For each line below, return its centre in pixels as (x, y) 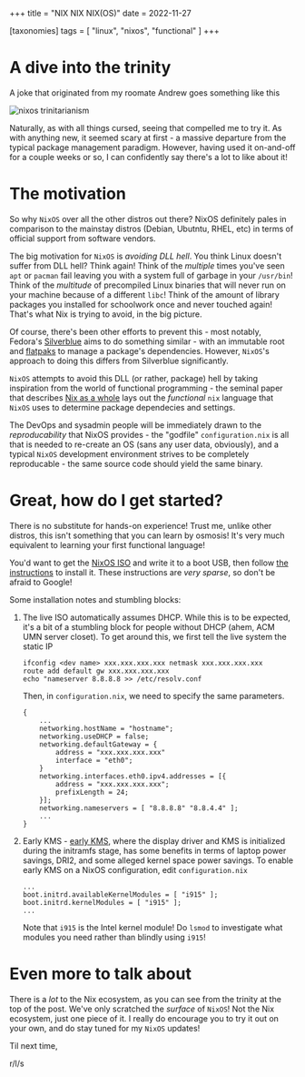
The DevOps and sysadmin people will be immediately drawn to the (135, 425)
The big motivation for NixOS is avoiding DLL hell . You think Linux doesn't (146, 256)
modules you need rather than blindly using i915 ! (114, 937)
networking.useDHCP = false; (94, 737)
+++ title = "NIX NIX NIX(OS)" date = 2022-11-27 (101, 13)
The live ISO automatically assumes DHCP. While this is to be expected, (156, 617)
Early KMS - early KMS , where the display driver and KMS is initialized (154, 840)
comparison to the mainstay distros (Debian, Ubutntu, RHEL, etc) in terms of (152, 229)
